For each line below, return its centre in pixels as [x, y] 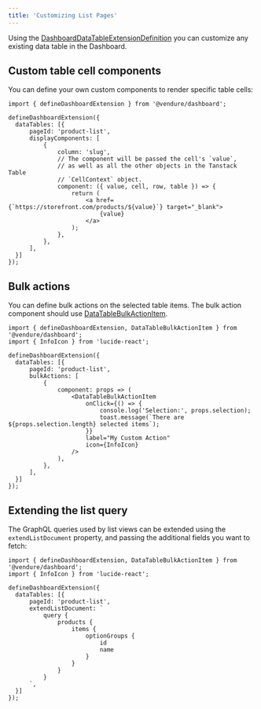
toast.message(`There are [142, 417]
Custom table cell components [85, 71]
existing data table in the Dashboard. [68, 46]
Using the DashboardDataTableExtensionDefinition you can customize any [129, 38]
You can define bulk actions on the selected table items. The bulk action [125, 305]
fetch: [18, 546]
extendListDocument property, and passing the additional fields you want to [129, 538]
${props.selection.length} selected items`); [84, 424]
